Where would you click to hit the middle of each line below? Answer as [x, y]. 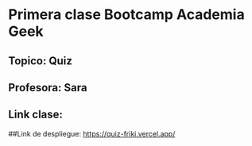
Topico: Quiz [41, 61]
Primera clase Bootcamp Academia [126, 15]
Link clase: [36, 115]
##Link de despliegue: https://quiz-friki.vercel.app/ [92, 133]
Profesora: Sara [48, 88]
